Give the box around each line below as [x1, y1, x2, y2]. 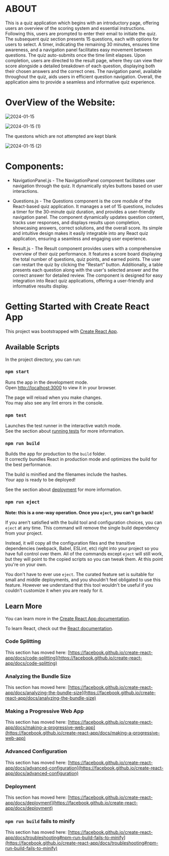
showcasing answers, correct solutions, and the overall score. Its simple [12, 225, 163, 231]
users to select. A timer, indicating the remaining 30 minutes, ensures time [5, 41, 160, 47]
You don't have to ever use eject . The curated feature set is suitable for [5, 571, 154, 577]
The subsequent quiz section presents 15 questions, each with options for [5, 36, 159, 42]
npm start [5, 369, 29, 375]
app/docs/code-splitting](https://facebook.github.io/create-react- [5, 655, 142, 661]
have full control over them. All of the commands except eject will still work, [5, 550, 163, 557]
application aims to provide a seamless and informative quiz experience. [5, 79, 155, 85]
